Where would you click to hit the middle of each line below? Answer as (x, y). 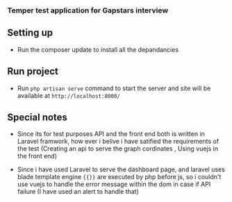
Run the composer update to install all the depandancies (98, 49)
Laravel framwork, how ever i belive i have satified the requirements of (118, 142)
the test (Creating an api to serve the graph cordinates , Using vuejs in (118, 149)
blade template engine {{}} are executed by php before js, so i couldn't (119, 177)
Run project (33, 71)
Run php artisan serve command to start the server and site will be (114, 88)
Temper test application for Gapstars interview (88, 10)
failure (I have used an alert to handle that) (78, 192)
